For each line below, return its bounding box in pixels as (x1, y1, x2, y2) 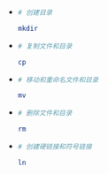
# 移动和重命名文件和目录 (17, 75, 99, 84)
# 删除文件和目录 (17, 109, 73, 117)
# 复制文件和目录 (17, 42, 73, 50)
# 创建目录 (17, 8, 53, 17)
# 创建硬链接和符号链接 (17, 142, 93, 151)
